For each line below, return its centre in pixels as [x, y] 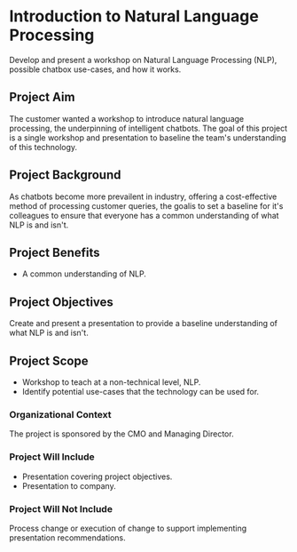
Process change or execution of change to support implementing [128, 528]
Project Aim [42, 97]
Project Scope [49, 360]
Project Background [65, 175]
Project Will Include [52, 457]
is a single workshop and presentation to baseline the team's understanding [148, 137]
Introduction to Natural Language [134, 16]
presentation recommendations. [67, 537]
